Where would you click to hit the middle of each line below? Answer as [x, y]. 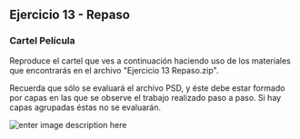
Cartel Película [42, 41]
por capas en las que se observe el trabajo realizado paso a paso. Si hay [145, 97]
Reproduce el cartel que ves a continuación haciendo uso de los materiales [150, 60]
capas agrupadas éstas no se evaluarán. [85, 107]
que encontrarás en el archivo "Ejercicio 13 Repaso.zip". [114, 70]
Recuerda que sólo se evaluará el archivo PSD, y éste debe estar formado [147, 88]
